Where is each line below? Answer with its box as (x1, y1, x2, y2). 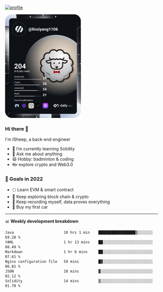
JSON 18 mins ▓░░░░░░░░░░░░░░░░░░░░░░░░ (5, 269, 153, 274)
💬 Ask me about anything (12, 151, 63, 157)
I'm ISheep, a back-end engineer (5, 136, 71, 143)
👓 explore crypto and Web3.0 (12, 162, 73, 167)
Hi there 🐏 (5, 125, 29, 132)
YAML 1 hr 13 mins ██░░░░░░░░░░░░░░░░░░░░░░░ (5, 240, 153, 245)
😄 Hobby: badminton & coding (12, 156, 74, 162)
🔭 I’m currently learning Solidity (12, 146, 75, 152)
